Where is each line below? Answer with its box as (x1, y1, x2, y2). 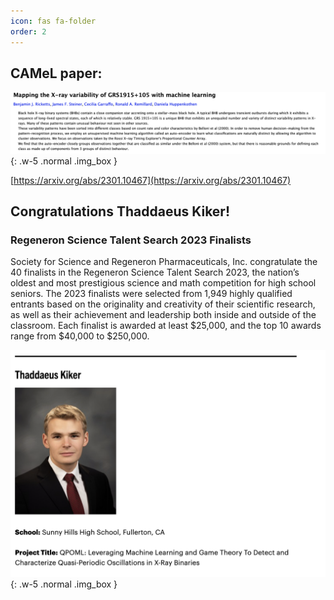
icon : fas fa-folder (10, 16, 97, 26)
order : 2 (10, 26, 47, 37)
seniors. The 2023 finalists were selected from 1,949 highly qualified (10, 288, 293, 300)
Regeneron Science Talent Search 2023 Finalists (10, 233, 252, 247)
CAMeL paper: (10, 65, 103, 82)
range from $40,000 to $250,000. (10, 330, 150, 342)
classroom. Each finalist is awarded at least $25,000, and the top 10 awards (10, 320, 322, 332)
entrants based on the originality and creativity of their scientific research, (10, 298, 316, 310)
